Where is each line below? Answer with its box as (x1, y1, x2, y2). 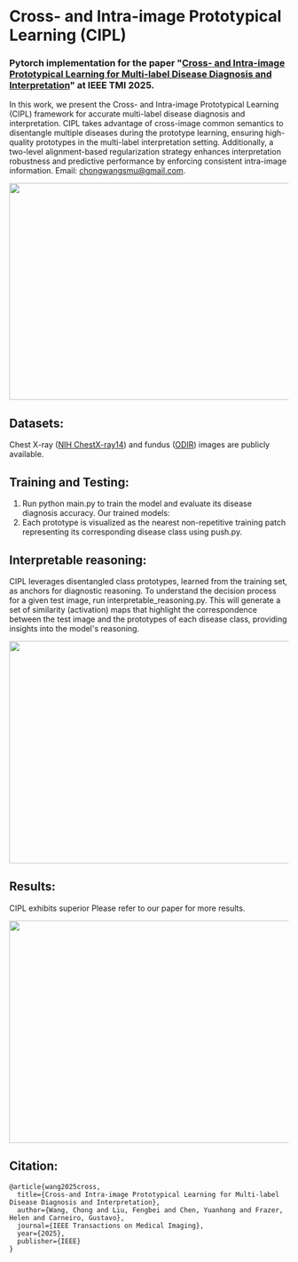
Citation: (9, 1159, 59, 1174)
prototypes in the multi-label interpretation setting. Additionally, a (35, 137, 274, 148)
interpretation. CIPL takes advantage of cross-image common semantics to (9, 118, 284, 129)
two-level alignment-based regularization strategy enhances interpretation (9, 147, 282, 157)
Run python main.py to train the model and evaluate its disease (21, 498, 253, 509)
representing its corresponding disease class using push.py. (21, 527, 242, 537)
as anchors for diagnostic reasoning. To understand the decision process (9, 585, 277, 596)
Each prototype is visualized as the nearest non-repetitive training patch (21, 518, 286, 528)
